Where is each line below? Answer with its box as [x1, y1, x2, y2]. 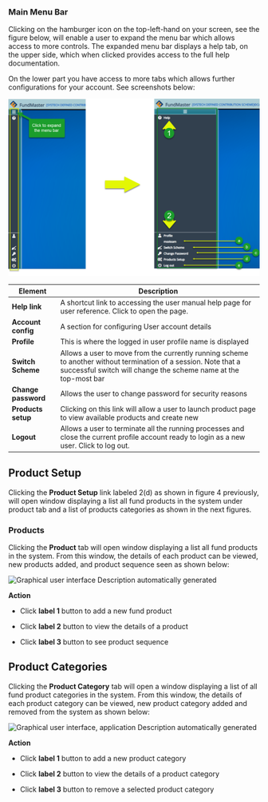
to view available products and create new [60, 413, 199, 422]
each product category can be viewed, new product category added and [8, 698, 247, 708]
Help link [11, 302, 42, 312]
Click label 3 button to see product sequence [19, 637, 169, 647]
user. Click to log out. [60, 441, 130, 450]
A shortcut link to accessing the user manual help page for [60, 297, 252, 307]
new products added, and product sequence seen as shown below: [8, 560, 230, 569]
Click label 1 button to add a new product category [19, 753, 187, 763]
